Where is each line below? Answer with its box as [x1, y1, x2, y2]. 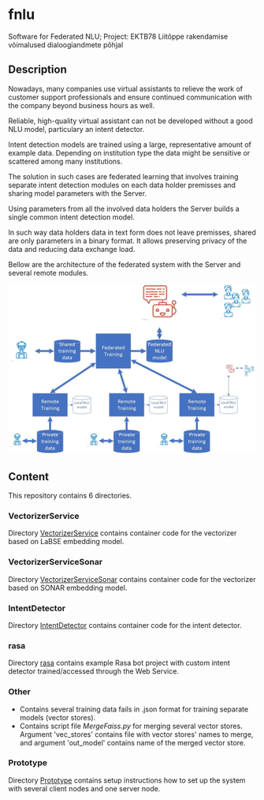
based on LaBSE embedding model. [8, 537, 125, 546]
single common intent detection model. [8, 212, 136, 222]
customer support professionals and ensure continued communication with [8, 92, 252, 102]
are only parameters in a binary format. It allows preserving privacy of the [8, 235, 247, 246]
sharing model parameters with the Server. [8, 188, 147, 198]
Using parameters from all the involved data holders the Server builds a [8, 204, 240, 213]
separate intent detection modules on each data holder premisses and [8, 180, 236, 190]
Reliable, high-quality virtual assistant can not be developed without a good [8, 116, 254, 126]
